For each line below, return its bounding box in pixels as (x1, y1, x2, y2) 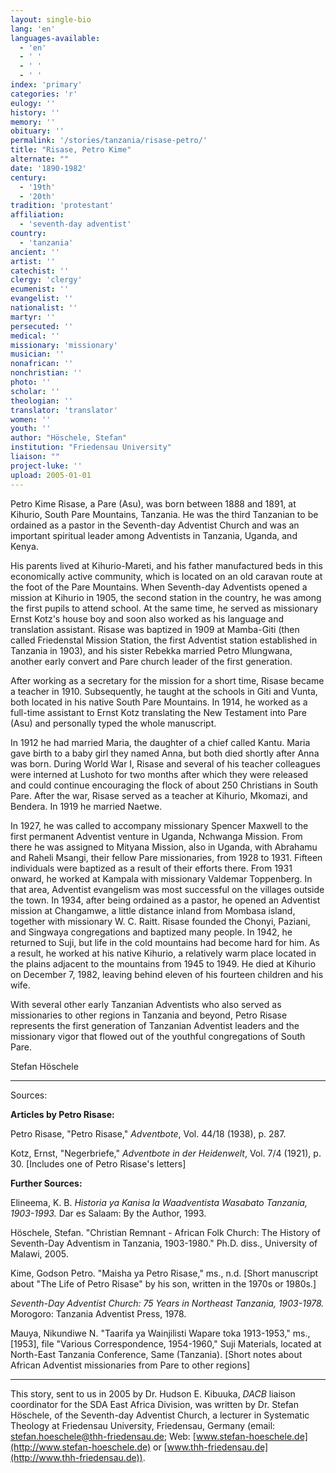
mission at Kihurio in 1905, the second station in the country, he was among (10, 591, 322, 603)
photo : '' (10, 377, 52, 387)
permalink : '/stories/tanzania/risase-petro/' (10, 136, 208, 146)
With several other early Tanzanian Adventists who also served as (10, 998, 282, 1010)
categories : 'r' (10, 89, 78, 99)
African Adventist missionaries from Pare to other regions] (10, 1359, 251, 1371)
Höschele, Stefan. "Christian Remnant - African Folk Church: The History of (10, 1226, 321, 1238)
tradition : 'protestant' (10, 201, 114, 211)
